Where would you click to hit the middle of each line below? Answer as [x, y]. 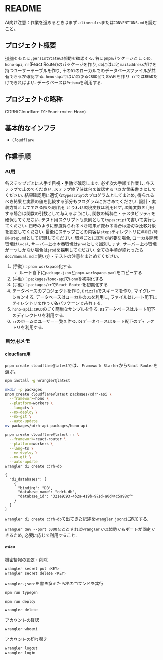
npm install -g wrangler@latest [38, 381]
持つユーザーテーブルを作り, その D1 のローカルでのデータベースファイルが [78, 70]
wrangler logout [21, 648]
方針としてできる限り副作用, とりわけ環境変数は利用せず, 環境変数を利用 [81, 207]
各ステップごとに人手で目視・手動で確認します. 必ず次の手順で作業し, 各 [78, 183]
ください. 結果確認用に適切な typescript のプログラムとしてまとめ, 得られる [80, 195]
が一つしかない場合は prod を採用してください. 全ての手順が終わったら [74, 250]
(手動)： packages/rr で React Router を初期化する [60, 285]
